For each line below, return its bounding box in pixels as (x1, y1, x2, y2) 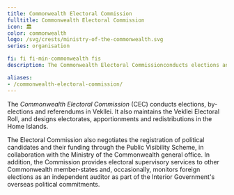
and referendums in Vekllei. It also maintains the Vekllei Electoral (34, 107, 220, 116)
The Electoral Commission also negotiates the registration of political (7, 135, 205, 143)
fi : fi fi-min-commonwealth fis (7, 55, 101, 63)
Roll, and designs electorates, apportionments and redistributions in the (7, 114, 212, 123)
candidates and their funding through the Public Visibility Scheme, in (7, 143, 204, 151)
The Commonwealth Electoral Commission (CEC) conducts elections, (7, 100, 207, 108)
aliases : (7, 74, 33, 81)
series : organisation (7, 42, 70, 49)
